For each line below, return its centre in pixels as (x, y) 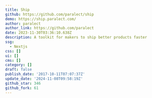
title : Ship (17, 10)
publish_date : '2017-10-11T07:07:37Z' (45, 74)
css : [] (13, 51)
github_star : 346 (23, 83)
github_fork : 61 (22, 88)
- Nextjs (19, 47)
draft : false (19, 70)
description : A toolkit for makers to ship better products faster (76, 38)
